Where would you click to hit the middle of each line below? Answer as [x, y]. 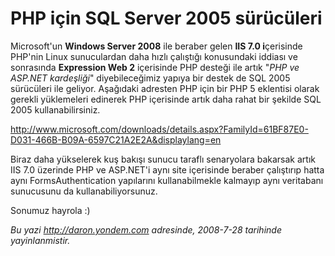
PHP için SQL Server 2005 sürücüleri [166, 18]
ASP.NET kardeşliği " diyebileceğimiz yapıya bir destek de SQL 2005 [150, 78]
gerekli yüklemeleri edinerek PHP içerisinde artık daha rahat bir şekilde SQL [166, 99]
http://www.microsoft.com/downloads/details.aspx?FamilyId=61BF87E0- [159, 129]
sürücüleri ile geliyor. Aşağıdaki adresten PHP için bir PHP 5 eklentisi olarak [165, 88]
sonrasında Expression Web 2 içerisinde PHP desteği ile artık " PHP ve [155, 67]
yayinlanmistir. [40, 240]
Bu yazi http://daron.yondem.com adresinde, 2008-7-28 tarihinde [146, 229]
